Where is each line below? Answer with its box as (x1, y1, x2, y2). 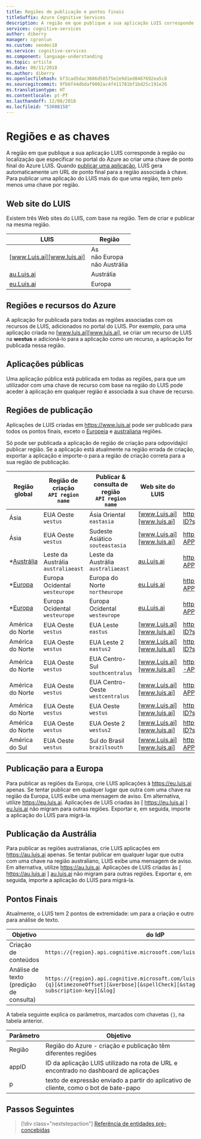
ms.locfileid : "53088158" (6, 103, 71, 110)
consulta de (93, 480, 129, 488)
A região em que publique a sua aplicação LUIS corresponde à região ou (6, 150, 185, 157)
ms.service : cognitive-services (6, 48, 87, 54)
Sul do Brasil (89, 736, 124, 745)
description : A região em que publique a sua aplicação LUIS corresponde (6, 20, 194, 26)
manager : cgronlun (6, 37, 52, 43)
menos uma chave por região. (6, 181, 80, 189)
